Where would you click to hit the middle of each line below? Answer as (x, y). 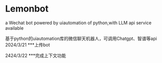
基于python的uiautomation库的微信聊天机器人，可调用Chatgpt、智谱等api (81, 38)
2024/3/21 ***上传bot (28, 45)
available (15, 28)
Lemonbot (27, 9)
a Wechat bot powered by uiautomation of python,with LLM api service (78, 23)
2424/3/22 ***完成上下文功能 (36, 55)
